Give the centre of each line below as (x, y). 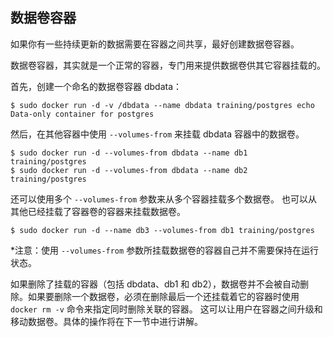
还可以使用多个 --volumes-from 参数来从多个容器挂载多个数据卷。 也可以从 (164, 199)
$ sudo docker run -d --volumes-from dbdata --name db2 (129, 170)
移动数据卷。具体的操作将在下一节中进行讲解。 (106, 321)
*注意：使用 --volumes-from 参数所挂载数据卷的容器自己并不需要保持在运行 (165, 250)
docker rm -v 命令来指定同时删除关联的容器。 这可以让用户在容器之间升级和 (166, 309)
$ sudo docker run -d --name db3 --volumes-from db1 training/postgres (162, 230)
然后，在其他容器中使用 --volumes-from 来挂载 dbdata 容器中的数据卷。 (157, 134)
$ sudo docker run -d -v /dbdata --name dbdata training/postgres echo (162, 105)
